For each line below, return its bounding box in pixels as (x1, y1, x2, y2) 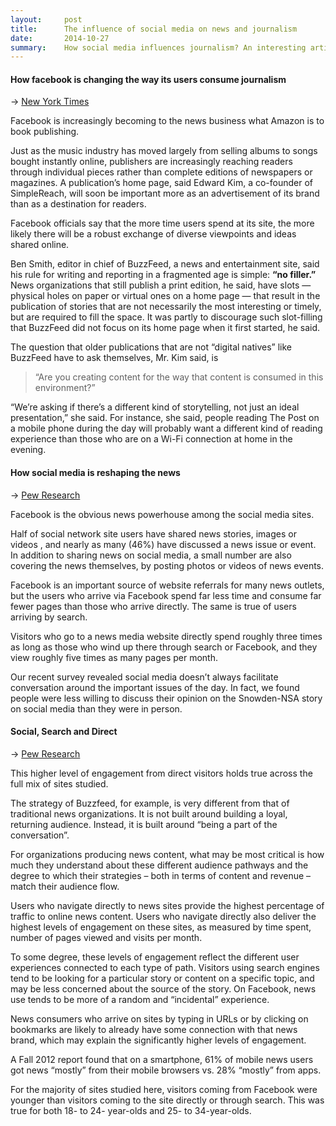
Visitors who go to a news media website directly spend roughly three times (10, 630, 323, 642)
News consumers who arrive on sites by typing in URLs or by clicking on (10, 1012, 309, 1025)
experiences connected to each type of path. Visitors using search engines (10, 961, 320, 973)
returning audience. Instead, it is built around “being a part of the (10, 818, 278, 830)
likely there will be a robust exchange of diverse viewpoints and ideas (10, 228, 297, 240)
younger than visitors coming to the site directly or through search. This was (10, 1094, 325, 1106)
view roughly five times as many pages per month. (10, 651, 218, 663)
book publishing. (10, 126, 80, 138)
